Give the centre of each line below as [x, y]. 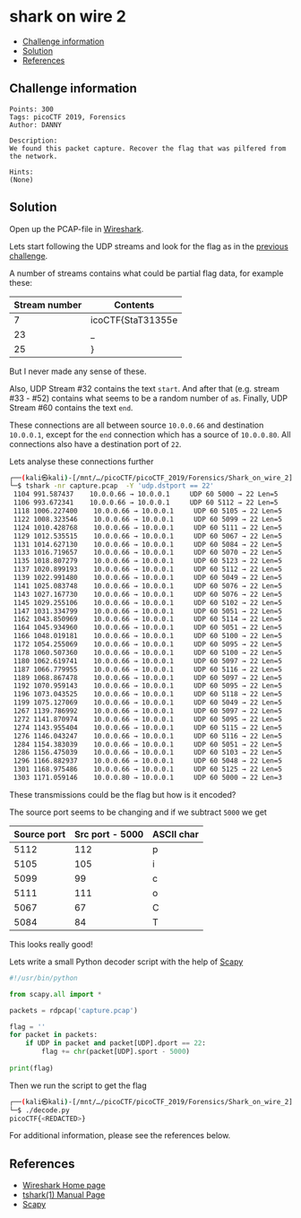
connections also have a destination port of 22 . [95, 444]
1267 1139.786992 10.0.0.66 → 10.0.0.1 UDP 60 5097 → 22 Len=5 [147, 711]
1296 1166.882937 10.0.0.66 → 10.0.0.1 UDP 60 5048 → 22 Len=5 [147, 761]
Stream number [48, 305]
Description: [34, 141]
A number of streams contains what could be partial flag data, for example [146, 273]
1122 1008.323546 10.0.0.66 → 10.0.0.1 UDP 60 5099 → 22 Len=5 [147, 519]
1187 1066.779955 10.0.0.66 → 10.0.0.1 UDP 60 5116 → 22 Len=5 [147, 669]
